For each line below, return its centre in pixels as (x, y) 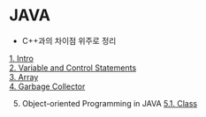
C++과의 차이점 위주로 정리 (69, 40)
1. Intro (21, 58)
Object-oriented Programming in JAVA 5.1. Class (109, 103)
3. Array (24, 77)
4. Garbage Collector (47, 86)
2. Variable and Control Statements (73, 68)
